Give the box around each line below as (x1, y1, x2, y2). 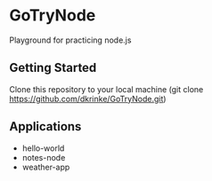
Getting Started (9, 60, 97, 75)
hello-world (21, 143, 65, 153)
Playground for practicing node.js (9, 35, 132, 45)
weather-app (21, 161, 70, 172)
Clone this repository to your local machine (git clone (9, 83, 204, 94)
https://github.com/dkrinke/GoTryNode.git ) (9, 93, 167, 104)
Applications (9, 119, 82, 134)
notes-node (21, 152, 66, 162)
